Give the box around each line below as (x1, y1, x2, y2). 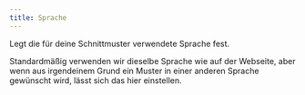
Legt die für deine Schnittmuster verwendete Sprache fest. (9, 38, 230, 49)
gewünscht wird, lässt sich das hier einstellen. (9, 74, 182, 86)
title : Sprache (9, 13, 67, 23)
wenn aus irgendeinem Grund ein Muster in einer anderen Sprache (9, 65, 259, 76)
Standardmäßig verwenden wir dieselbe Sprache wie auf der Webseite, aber (9, 55, 296, 66)
